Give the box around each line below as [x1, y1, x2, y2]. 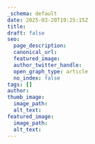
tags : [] [7, 81, 33, 88]
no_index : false [13, 74, 60, 82]
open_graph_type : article [13, 68, 89, 75]
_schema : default [7, 10, 58, 17]
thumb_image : [7, 94, 45, 101]
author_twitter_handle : [13, 62, 82, 69]
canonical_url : [13, 49, 58, 56]
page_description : [13, 42, 67, 49]
